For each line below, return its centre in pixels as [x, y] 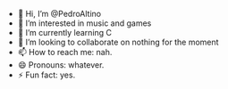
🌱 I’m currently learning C [65, 32]
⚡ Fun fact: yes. [46, 75]
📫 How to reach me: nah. [65, 52]
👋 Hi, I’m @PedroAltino [59, 14]
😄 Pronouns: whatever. [61, 65]
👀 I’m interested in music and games [84, 23]
